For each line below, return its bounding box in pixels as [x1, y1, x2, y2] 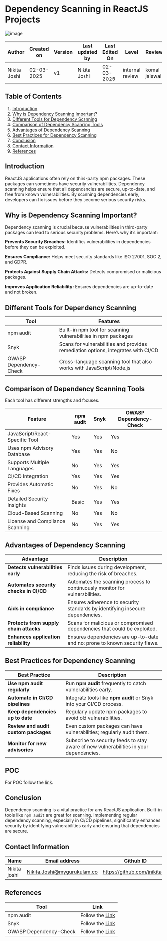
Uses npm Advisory [7, 445, 54, 451]
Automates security [7, 581, 56, 588]
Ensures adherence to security [67, 599, 139, 606]
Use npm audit [7, 680, 43, 687]
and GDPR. [5, 259, 28, 265]
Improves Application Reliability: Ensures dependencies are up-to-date [5, 284, 153, 290]
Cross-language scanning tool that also [59, 358, 152, 365]
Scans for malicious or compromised [67, 619, 153, 626]
